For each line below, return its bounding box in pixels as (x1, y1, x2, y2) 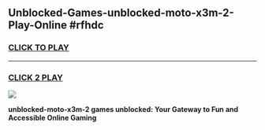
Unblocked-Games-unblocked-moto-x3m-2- (8, 6, 234, 20)
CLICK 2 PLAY (8, 72, 63, 83)
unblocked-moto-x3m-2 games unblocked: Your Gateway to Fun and (8, 104, 239, 113)
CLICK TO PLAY (8, 43, 69, 54)
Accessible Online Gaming (8, 113, 97, 122)
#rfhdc (69, 19, 104, 32)
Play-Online (8, 19, 67, 32)
